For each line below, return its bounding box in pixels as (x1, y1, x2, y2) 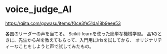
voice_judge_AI (5, 4, 72, 15)
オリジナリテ (135, 37, 162, 43)
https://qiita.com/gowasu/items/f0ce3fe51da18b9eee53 (5, 20, 121, 26)
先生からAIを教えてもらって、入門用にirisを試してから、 (18, 37, 135, 43)
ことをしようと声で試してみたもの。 (18, 43, 94, 49)
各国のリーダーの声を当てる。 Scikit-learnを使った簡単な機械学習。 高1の (5, 30, 158, 36)
